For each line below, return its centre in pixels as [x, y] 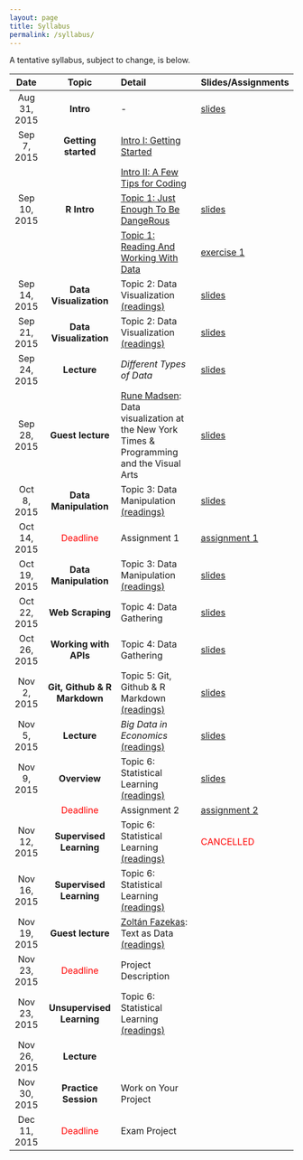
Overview [80, 779]
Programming [149, 453]
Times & [138, 441]
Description [145, 977]
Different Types [153, 364]
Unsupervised [80, 1008]
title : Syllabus [40, 26]
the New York [149, 430]
